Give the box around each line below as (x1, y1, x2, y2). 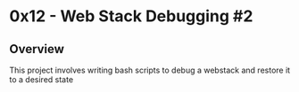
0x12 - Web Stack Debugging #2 (9, 6, 253, 27)
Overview (9, 42, 65, 57)
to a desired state (9, 74, 74, 85)
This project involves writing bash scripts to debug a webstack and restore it (9, 65, 291, 75)
